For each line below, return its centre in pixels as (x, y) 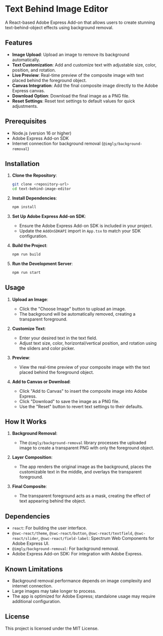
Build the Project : (30, 245)
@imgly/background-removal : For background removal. (65, 549)
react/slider (25, 539)
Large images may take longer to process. (54, 591)
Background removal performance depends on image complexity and (81, 581)
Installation (22, 164)
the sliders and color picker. (47, 348)
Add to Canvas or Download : (41, 382)
